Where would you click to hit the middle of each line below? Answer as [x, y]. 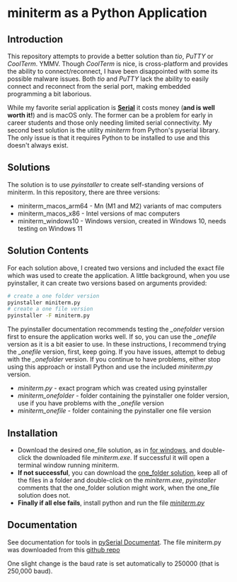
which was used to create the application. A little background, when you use [118, 275]
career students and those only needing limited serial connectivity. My [110, 123]
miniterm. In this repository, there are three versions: [84, 192]
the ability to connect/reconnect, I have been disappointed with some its [112, 71]
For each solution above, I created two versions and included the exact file [116, 268]
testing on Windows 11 [50, 228]
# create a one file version [50, 309]
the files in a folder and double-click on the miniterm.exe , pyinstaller [117, 480]
